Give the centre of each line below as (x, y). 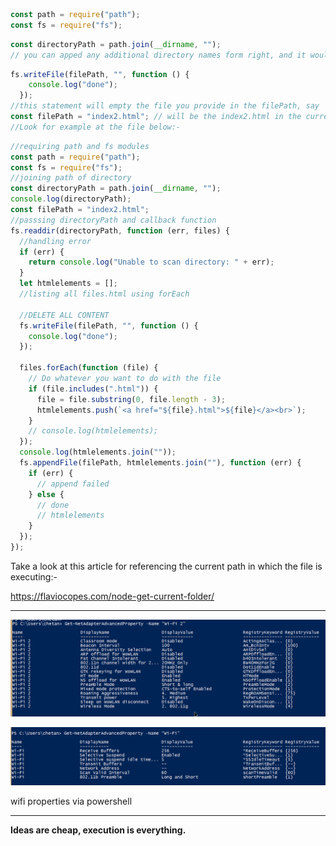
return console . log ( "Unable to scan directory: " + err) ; (151, 262)
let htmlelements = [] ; (68, 284)
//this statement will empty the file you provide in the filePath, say (165, 106)
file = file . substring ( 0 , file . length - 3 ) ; (131, 399)
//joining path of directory (71, 178)
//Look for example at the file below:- (96, 127)
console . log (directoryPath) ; (71, 199)
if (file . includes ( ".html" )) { (93, 389)
